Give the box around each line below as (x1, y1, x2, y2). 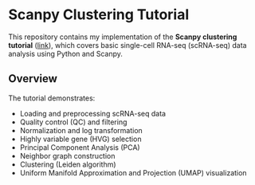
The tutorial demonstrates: (8, 93, 96, 103)
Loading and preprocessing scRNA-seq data (19, 108, 166, 118)
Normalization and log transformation (19, 125, 143, 135)
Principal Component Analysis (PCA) (19, 142, 141, 152)
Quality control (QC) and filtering (19, 117, 127, 127)
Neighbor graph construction (19, 151, 116, 160)
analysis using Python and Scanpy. (8, 49, 124, 58)
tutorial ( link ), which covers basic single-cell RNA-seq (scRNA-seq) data (8, 40, 247, 49)
